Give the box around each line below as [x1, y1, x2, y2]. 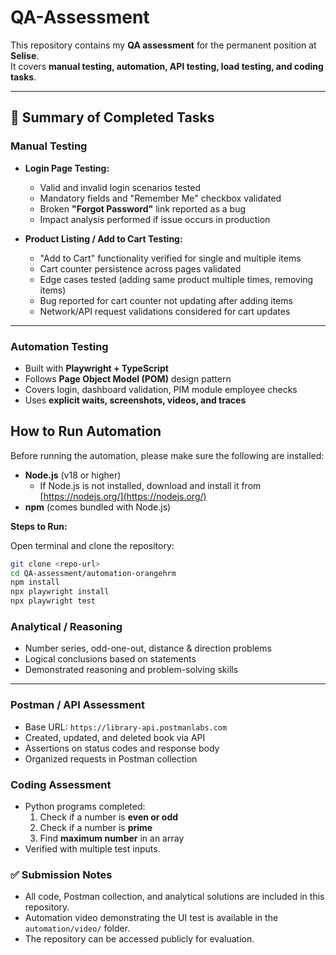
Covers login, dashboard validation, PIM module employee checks [24, 383, 298, 395]
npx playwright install [10, 587, 110, 597]
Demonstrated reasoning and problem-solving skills [24, 664, 239, 676]
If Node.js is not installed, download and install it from [39, 479, 262, 491]
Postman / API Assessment [10, 698, 145, 712]
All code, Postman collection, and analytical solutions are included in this [24, 891, 325, 903]
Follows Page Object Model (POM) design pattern [24, 372, 232, 385]
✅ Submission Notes [10, 867, 113, 881]
